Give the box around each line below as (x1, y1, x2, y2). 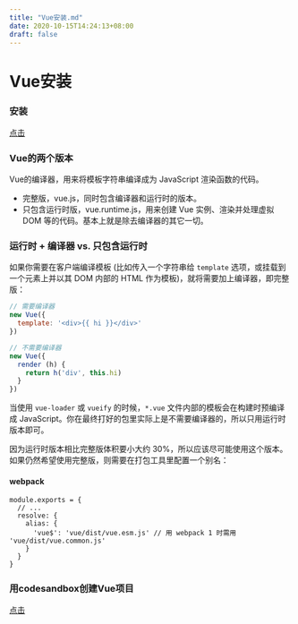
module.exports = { (9, 496, 82, 505)
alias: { (25, 519, 58, 528)
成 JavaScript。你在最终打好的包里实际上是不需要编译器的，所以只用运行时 (9, 414, 286, 424)
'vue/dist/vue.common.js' (9, 536, 106, 546)
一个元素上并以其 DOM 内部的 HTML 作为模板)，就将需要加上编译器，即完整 (9, 273, 290, 284)
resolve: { (17, 511, 58, 520)
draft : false (9, 30, 58, 38)
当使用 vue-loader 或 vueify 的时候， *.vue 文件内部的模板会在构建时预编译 (9, 402, 285, 413)
